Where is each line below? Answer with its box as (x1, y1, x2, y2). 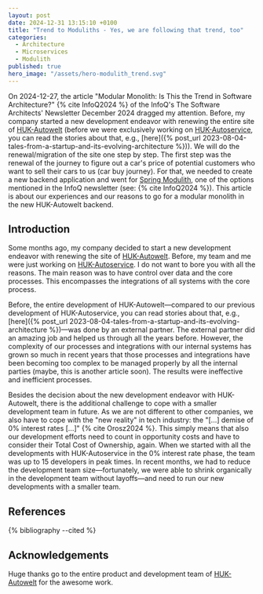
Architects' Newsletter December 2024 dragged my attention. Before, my (8, 108, 246, 118)
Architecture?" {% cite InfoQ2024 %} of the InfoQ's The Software (8, 100, 221, 109)
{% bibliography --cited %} (8, 526, 97, 535)
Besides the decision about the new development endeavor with (8, 390, 216, 400)
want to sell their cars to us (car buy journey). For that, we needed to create (8, 166, 253, 176)
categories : (8, 33, 47, 42)
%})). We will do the (175, 141, 240, 151)
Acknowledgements (8, 548, 109, 562)
